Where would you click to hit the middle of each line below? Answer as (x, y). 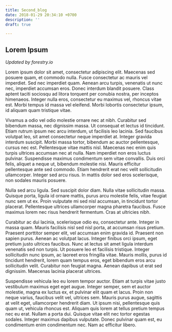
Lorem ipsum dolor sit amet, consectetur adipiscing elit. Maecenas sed (80, 72)
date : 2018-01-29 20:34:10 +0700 (41, 15)
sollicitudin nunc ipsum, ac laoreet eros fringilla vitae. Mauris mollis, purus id (86, 255)
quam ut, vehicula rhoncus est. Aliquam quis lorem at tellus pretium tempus (85, 308)
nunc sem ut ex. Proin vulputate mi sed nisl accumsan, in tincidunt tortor (82, 201)
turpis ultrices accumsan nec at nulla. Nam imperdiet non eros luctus (78, 153)
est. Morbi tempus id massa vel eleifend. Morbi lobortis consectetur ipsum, (84, 105)
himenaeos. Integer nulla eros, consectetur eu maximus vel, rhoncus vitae (83, 99)
